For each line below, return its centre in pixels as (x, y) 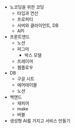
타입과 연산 (27, 13)
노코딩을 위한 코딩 (27, 7)
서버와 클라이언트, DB (38, 26)
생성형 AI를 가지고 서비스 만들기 (40, 121)
